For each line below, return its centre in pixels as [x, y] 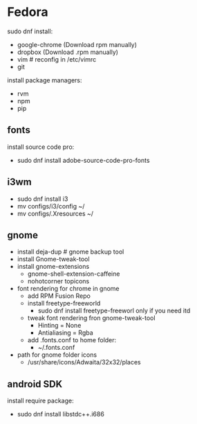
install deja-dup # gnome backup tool [71, 252]
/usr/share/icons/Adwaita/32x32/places [84, 362]
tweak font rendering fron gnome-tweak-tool [91, 318]
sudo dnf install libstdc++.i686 [61, 414]
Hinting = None [59, 326]
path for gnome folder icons [57, 355]
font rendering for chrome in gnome [68, 289]
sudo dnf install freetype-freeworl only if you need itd [114, 311]
